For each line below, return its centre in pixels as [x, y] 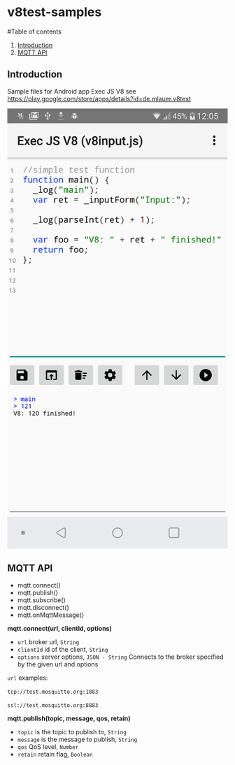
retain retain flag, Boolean [55, 754]
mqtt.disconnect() [43, 607]
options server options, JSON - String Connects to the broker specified [120, 657]
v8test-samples [55, 12]
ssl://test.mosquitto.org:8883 [53, 705]
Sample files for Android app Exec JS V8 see [72, 91]
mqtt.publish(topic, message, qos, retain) [69, 718]
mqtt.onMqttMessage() [51, 615]
